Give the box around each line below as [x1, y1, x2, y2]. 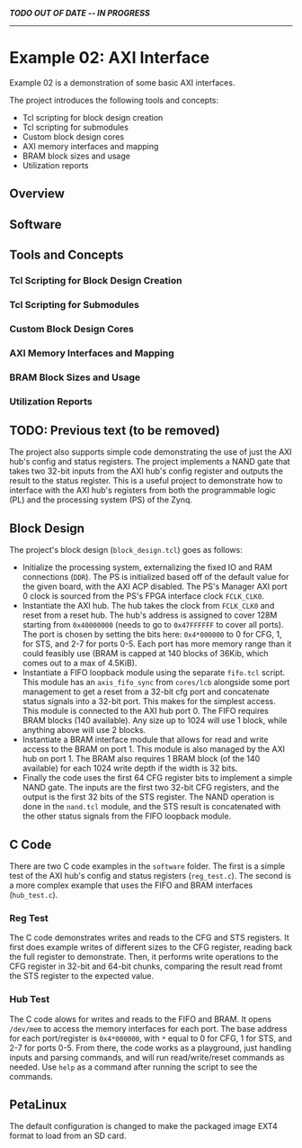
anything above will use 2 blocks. [22, 725, 147, 736]
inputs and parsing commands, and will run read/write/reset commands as [9, 1052, 285, 1062]
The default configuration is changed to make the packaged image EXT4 [9, 1121, 278, 1132]
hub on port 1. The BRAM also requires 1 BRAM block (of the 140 [22, 754, 261, 764]
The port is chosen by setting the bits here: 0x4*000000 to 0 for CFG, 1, [22, 629, 282, 640]
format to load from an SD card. [9, 1130, 127, 1142]
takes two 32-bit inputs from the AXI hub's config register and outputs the [9, 466, 283, 476]
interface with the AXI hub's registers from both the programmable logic [9, 485, 276, 496]
